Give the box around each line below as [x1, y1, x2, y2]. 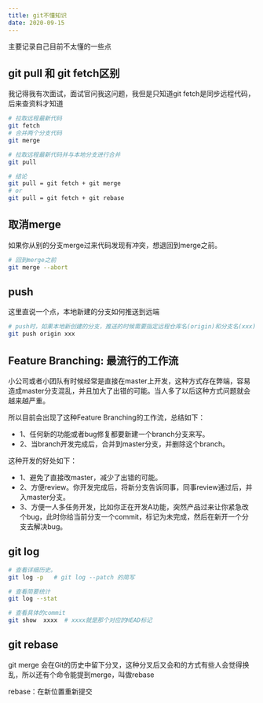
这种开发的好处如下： [8, 456, 77, 465]
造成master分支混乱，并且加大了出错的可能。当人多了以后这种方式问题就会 [8, 387, 251, 395]
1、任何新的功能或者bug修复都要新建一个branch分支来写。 [19, 430, 210, 438]
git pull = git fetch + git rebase [8, 194, 125, 202]
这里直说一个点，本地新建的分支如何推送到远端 [8, 307, 159, 316]
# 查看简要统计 [8, 587, 51, 595]
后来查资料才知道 [8, 99, 64, 109]
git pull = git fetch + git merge [8, 179, 122, 187]
